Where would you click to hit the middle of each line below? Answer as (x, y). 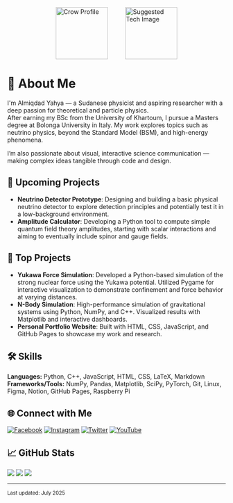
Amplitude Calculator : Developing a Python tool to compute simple (113, 221)
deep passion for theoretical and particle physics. (78, 110)
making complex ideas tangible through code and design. (89, 160)
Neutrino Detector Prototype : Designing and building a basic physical (118, 199)
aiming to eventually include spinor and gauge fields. (93, 236)
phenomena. (25, 140)
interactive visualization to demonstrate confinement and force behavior (120, 289)
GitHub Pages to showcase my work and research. (89, 333)
